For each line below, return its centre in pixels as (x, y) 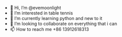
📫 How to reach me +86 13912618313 (49, 29)
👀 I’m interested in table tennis (41, 13)
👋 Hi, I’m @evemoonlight (36, 8)
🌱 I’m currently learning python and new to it (56, 18)
